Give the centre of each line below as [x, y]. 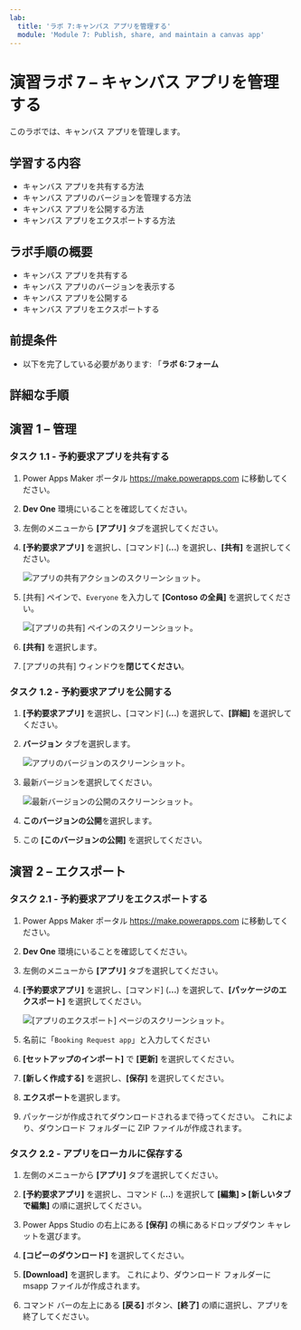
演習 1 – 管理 [43, 429]
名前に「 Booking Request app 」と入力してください [116, 1039]
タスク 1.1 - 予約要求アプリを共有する [89, 456]
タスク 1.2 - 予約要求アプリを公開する [91, 692]
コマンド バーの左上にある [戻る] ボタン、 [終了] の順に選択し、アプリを [155, 1306]
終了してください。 [58, 1316]
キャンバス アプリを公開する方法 [83, 209]
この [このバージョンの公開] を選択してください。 [115, 840]
